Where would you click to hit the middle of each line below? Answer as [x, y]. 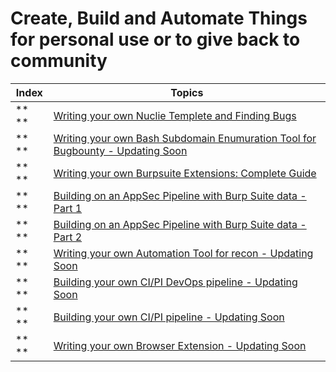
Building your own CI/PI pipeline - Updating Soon [169, 317]
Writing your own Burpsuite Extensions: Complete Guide [185, 173]
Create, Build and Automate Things [159, 18]
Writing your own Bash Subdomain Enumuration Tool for [185, 138]
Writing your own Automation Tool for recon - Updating [183, 253]
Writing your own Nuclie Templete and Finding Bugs [175, 115]
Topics [187, 92]
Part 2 [68, 237]
